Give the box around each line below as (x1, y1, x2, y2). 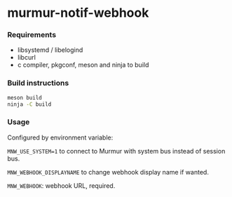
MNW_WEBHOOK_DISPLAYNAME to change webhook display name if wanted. (7, 168, 209, 176)
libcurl (17, 53, 36, 62)
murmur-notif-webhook (7, 5, 149, 21)
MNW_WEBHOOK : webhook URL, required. (7, 181, 116, 190)
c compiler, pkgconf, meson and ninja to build (17, 61, 149, 69)
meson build (7, 94, 42, 101)
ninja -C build (7, 100, 52, 108)
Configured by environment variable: (7, 133, 114, 142)
